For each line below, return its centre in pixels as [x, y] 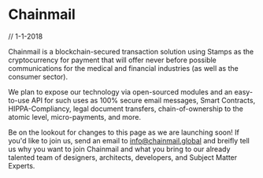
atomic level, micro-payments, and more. [75, 117]
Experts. [22, 165]
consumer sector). [38, 76]
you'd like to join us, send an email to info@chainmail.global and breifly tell [129, 140]
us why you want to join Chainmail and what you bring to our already [119, 149]
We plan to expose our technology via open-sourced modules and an [120, 91]
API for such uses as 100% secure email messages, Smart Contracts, [143, 100]
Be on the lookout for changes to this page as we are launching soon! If [124, 132]
